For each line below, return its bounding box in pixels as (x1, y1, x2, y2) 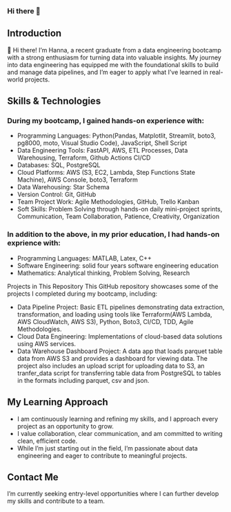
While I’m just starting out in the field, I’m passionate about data (17, 444, 198, 452)
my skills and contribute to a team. (7, 497, 105, 505)
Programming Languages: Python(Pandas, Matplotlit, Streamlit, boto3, (17, 131, 216, 140)
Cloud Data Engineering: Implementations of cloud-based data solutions (17, 332, 223, 341)
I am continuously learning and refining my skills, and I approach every (17, 415, 219, 423)
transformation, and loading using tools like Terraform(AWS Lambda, (17, 310, 212, 319)
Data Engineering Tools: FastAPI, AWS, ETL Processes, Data (17, 146, 188, 155)
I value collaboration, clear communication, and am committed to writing (17, 429, 223, 437)
